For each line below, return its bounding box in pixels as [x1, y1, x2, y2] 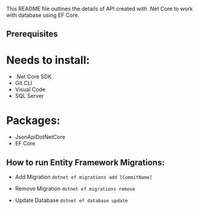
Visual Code [15, 86, 46, 93]
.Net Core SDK [15, 73, 52, 80]
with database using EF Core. [6, 11, 80, 19]
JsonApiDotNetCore [15, 133, 65, 141]
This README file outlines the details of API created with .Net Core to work [6, 5, 193, 12]
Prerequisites [6, 29, 58, 39]
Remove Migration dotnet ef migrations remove [15, 185, 135, 192]
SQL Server [15, 92, 44, 100]
